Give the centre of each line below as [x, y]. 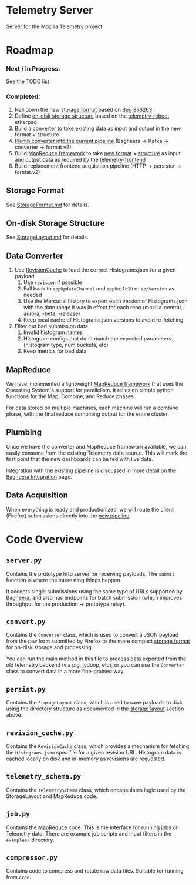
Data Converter [35, 256]
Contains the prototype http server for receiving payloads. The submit [90, 573]
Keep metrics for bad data [55, 351]
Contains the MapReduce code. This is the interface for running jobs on [92, 827]
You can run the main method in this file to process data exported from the [96, 659]
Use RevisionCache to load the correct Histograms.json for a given [95, 270]
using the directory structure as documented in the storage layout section [95, 709]
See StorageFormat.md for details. [48, 205]
